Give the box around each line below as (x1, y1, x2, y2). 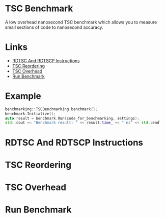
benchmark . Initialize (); (5, 111, 56, 116)
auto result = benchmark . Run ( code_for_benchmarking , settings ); (5, 116, 139, 121)
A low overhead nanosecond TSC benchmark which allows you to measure (5, 19, 157, 25)
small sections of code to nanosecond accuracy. (5, 24, 103, 30)
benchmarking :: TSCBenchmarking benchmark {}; (5, 106, 98, 112)
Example (5, 91, 41, 102)
